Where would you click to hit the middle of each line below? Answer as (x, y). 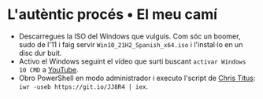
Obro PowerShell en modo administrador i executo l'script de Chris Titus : (137, 78)
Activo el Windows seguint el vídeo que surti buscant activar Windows (132, 61)
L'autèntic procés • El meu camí (113, 15)
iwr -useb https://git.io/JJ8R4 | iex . (83, 86)
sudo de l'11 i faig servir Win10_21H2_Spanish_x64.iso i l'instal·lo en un (131, 44)
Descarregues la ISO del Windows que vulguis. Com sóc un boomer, (130, 36)
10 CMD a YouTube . (48, 69)
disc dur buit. (40, 53)
